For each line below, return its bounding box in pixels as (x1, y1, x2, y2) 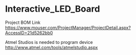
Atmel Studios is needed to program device (5, 39, 93, 45)
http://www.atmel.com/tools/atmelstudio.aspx (5, 44, 98, 50)
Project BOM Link (5, 19, 41, 25)
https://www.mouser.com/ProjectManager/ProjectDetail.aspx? (5, 24, 131, 30)
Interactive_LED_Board (5, 3, 100, 15)
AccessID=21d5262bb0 (5, 30, 53, 36)
